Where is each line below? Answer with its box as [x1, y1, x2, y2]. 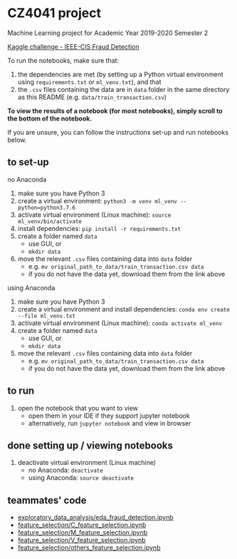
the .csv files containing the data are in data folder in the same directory [17, 85, 230, 93]
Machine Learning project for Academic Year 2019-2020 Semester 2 [7, 29, 209, 37]
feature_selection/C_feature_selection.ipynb [17, 520, 147, 529]
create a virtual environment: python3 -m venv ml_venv [17, 196, 178, 205]
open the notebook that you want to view [17, 404, 139, 412]
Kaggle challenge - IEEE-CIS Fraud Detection [7, 42, 139, 51]
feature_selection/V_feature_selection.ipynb [17, 536, 146, 545]
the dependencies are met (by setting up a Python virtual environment [17, 70, 223, 78]
